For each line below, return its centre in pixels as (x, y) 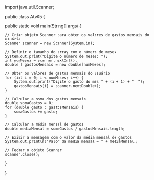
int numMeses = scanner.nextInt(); (41, 60)
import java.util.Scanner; (30, 7)
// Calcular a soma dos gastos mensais (46, 99)
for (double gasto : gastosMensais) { (44, 107)
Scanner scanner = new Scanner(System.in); (50, 43)
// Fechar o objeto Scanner (34, 150)
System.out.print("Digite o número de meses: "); (57, 56)
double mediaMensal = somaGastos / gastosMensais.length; (65, 129)
